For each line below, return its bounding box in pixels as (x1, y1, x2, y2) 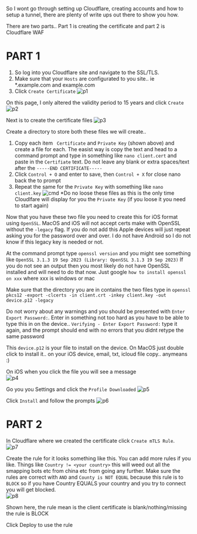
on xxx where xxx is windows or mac (6, 275, 95, 282)
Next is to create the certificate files (6, 116, 93, 124)
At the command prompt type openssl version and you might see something (6, 249, 191, 256)
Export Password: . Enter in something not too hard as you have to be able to (6, 314, 189, 321)
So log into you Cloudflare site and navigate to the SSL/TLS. (14, 69, 159, 76)
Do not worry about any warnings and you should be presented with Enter (6, 308, 185, 315)
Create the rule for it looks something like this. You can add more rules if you (6, 455, 191, 462)
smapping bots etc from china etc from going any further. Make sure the (6, 467, 181, 474)
